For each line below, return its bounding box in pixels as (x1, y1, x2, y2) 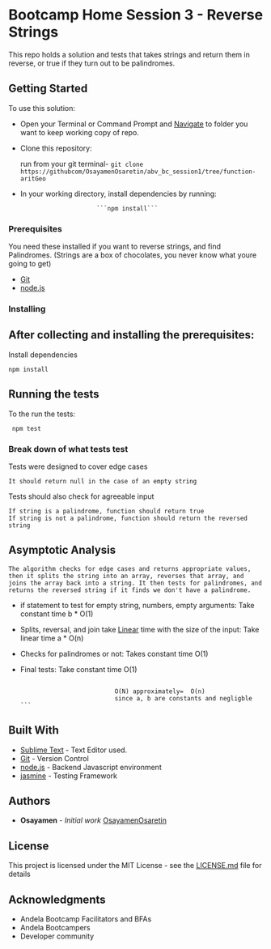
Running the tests (8, 387, 100, 402)
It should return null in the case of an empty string (8, 477, 197, 485)
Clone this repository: (19, 143, 92, 153)
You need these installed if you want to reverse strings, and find (8, 241, 221, 252)
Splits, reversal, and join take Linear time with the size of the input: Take (19, 624, 260, 634)
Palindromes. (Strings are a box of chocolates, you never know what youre (8, 250, 257, 260)
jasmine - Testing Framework (19, 771, 118, 781)
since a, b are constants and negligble (114, 694, 252, 702)
